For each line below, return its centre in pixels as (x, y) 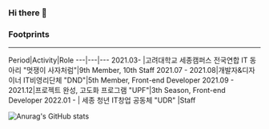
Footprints (29, 34)
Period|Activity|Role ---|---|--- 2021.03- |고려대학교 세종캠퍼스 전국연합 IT (128, 60)
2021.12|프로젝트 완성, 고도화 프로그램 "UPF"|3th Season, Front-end (117, 91)
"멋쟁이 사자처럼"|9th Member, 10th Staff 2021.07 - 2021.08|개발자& (132, 71)
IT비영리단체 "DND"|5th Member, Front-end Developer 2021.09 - (128, 80)
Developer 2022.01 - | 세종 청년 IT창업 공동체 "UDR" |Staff (102, 100)
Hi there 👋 (28, 13)
